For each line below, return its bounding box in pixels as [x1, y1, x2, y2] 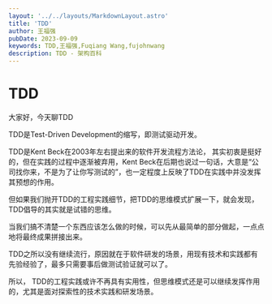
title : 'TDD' [8, 19, 53, 28]
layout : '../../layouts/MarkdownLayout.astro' [8, 11, 169, 20]
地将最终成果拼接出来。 [8, 232, 87, 242]
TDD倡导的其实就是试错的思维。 [8, 204, 116, 214]
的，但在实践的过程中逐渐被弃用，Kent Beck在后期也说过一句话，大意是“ [8, 156, 252, 166]
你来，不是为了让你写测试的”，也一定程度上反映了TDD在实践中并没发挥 [22, 167, 261, 177]
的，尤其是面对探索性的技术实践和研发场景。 [8, 286, 158, 296]
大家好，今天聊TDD [8, 112, 74, 122]
